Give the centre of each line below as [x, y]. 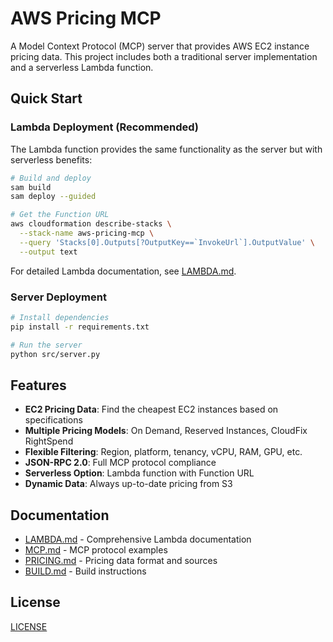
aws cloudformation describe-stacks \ [91, 224]
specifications [53, 420]
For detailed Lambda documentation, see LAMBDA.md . [123, 271]
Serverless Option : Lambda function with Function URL [139, 473]
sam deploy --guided [53, 197]
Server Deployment [58, 297]
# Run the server [46, 345]
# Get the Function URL [60, 215]
